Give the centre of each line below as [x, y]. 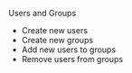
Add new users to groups [69, 50]
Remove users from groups [72, 59]
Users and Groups [42, 13]
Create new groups [57, 40]
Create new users [54, 30]
